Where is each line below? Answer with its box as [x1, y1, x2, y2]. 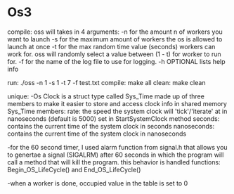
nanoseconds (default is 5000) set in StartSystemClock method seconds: [7, 114, 220, 123]
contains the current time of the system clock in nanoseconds [7, 129, 187, 138]
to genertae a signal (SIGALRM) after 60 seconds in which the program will [7, 150, 224, 159]
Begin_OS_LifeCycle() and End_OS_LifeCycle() [7, 165, 141, 174]
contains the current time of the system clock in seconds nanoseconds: [7, 122, 215, 130]
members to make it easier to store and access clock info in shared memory [7, 99, 227, 108]
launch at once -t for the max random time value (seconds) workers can [7, 42, 216, 51]
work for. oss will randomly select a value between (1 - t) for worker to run [7, 50, 221, 58]
